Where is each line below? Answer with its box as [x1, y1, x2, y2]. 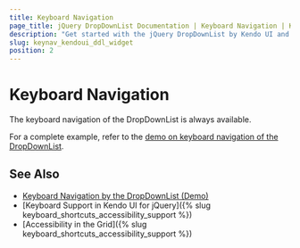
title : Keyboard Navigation [9, 12, 114, 22]
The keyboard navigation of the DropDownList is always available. [9, 114, 252, 125]
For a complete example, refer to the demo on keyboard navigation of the [9, 131, 279, 143]
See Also [9, 167, 60, 182]
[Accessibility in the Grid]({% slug [21, 219, 147, 229]
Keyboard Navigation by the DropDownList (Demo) [21, 190, 209, 201]
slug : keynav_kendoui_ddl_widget [9, 37, 134, 47]
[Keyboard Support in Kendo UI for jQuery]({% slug [21, 200, 212, 211]
